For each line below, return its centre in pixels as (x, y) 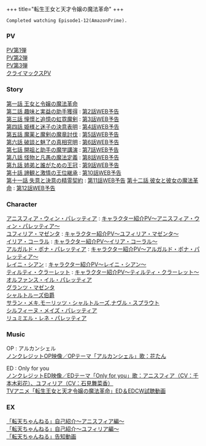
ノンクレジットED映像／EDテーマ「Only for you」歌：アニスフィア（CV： (100, 375)
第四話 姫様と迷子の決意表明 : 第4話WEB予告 (63, 126)
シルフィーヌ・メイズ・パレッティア (52, 310)
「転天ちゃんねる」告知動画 (41, 437)
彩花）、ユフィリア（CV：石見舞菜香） (65, 383)
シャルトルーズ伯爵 (31, 295)
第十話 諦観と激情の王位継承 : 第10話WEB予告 (64, 172)
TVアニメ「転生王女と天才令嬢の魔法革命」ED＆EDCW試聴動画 (86, 391)
